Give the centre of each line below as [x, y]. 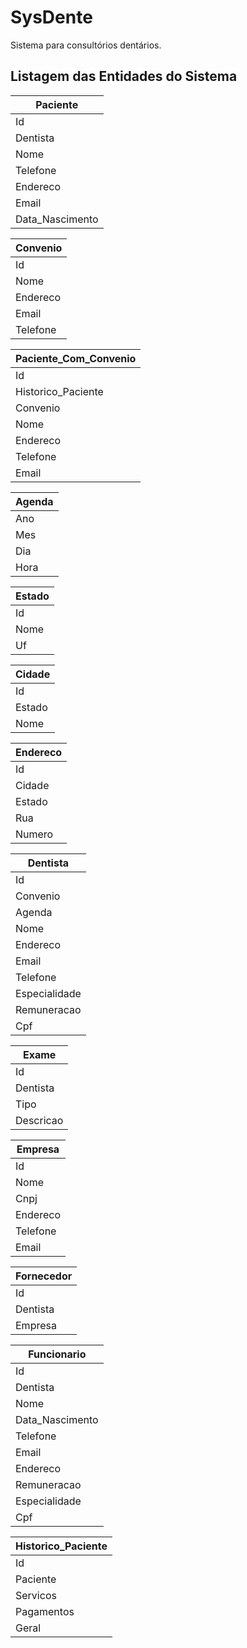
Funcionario [57, 1354]
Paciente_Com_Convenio [76, 358]
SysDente [51, 17]
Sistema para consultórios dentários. [86, 45]
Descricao [39, 1120]
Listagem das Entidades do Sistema [124, 76]
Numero [34, 834]
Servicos [36, 1595]
